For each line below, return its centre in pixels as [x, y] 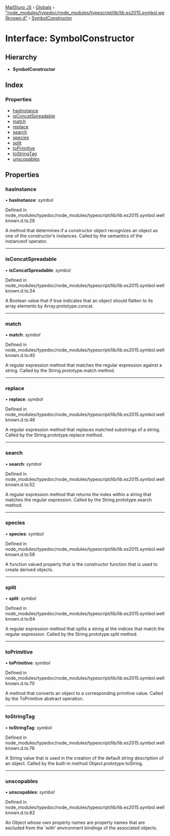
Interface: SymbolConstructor [70, 39]
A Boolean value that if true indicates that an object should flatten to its [79, 300]
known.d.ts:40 [20, 355]
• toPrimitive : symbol [28, 663]
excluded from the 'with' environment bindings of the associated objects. [81, 828]
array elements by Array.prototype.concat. [50, 306]
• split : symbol [21, 598]
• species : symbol [25, 534]
